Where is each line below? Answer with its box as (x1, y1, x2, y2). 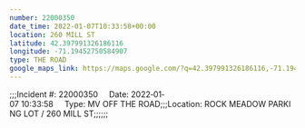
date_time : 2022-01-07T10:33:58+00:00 (9, 22, 156, 31)
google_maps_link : (9, 64, 79, 74)
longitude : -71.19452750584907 (9, 47, 128, 56)
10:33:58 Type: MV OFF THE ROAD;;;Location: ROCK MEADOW (21, 98, 267, 109)
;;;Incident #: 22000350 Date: (9, 88, 130, 100)
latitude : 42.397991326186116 (9, 38, 124, 48)
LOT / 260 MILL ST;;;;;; (23, 108, 109, 119)
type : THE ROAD (9, 55, 67, 64)
